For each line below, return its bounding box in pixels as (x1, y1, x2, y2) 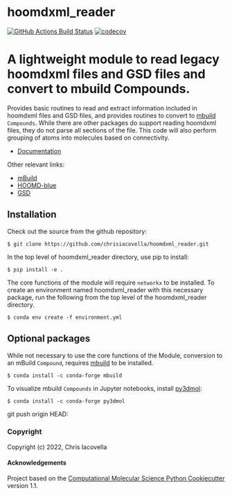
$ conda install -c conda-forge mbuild (7, 372, 123, 379)
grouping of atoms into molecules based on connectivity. (7, 133, 170, 142)
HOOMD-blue (17, 181, 57, 190)
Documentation (17, 146, 62, 155)
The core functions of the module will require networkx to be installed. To (7, 278, 215, 287)
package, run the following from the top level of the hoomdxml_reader (7, 293, 207, 301)
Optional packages (7, 333, 91, 344)
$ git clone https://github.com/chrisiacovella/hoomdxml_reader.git (7, 240, 209, 247)
